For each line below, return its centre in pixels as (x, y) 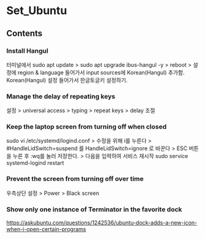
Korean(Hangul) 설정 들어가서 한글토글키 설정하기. (67, 80)
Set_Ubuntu (37, 11)
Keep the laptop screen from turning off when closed (87, 127)
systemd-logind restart (35, 163)
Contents (24, 33)
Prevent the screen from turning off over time (75, 179)
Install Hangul (28, 51)
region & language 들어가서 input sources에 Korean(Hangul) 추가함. (101, 72)
